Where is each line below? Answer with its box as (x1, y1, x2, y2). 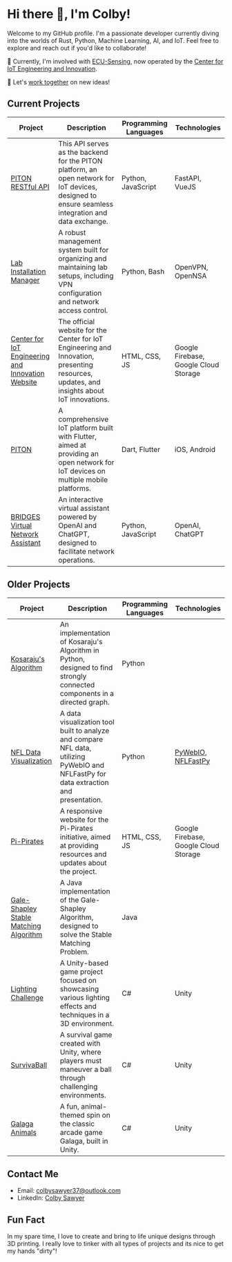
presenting (58, 359, 93, 369)
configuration (58, 288, 102, 298)
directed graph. (59, 697, 110, 707)
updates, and (58, 377, 101, 386)
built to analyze (59, 726, 110, 735)
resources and (59, 849, 107, 859)
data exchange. (58, 216, 108, 226)
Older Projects (7, 578, 70, 590)
